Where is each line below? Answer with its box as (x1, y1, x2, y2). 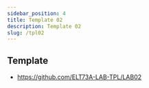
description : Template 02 (7, 23, 81, 30)
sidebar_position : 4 (7, 10, 67, 17)
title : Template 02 (7, 16, 63, 23)
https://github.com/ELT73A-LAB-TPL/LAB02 (16, 73, 142, 81)
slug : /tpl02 (7, 29, 45, 36)
